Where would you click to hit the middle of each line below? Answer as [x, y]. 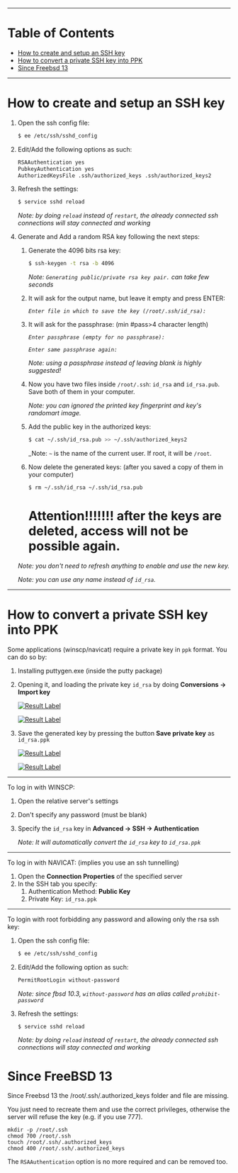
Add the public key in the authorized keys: [89, 427]
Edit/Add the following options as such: [75, 149]
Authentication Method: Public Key [79, 891]
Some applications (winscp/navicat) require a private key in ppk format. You [117, 649]
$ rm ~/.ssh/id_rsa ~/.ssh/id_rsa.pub [85, 488]
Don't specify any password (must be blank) [82, 814]
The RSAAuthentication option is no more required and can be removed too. [118, 1162]
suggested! [45, 371]
